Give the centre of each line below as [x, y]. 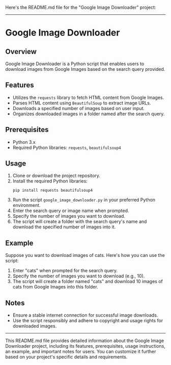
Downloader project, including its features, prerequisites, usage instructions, [85, 346]
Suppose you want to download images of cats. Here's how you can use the [85, 255]
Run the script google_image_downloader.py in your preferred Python [84, 200]
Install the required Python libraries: [50, 181]
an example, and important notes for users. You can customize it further [81, 352]
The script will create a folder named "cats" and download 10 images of [88, 281]
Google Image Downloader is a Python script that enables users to [75, 64]
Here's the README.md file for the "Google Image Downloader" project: [81, 7]
